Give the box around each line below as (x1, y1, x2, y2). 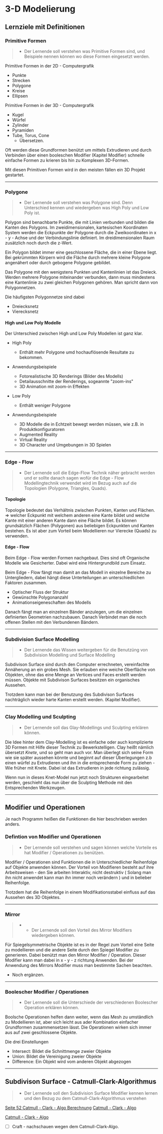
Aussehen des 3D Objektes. (5, 894, 61, 900)
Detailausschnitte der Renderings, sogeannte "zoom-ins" (19, 378, 133, 384)
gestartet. (5, 172, 25, 178)
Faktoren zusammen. (5, 580, 47, 586)
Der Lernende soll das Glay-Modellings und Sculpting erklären (24, 724, 149, 730)
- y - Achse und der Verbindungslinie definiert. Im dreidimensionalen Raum (5, 235, 155, 241)
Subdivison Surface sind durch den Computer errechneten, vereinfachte (5, 662, 149, 668)
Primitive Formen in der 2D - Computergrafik (5, 63, 95, 69)
